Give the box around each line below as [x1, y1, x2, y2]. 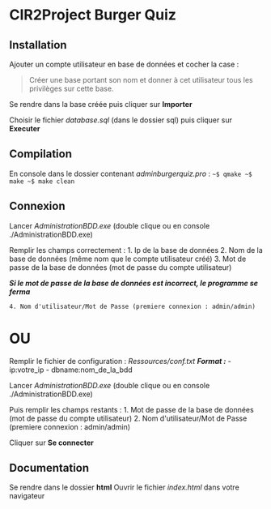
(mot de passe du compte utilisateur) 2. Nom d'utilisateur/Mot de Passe [9, 413, 248, 423]
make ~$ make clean [9, 177, 75, 186]
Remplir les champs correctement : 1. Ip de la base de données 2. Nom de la [9, 245, 264, 254]
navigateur [9, 491, 45, 501]
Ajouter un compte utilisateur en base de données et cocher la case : [9, 59, 239, 69]
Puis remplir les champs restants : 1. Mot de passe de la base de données [9, 404, 254, 414]
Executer [9, 124, 40, 133]
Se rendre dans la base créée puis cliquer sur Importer [9, 100, 193, 109]
